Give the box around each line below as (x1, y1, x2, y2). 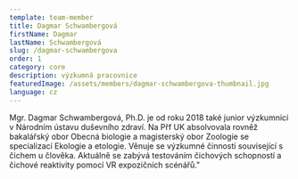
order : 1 (9, 54, 42, 63)
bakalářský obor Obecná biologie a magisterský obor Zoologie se (9, 131, 250, 142)
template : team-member (9, 12, 94, 22)
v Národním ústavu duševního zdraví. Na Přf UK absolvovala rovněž (9, 121, 259, 132)
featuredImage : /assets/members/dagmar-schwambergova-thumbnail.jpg (9, 79, 269, 88)
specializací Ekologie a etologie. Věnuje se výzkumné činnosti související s (9, 140, 284, 151)
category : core (9, 63, 66, 72)
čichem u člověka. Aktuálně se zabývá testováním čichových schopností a (9, 150, 282, 160)
